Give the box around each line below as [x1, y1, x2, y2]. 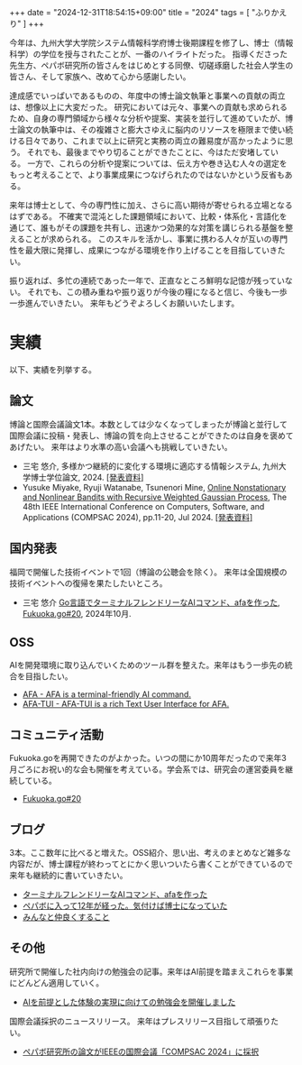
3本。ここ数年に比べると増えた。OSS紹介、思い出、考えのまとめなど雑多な [9, 848, 291, 858]
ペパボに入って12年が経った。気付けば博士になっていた [22, 900, 228, 911]
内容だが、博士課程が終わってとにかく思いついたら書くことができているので [9, 858, 294, 869]
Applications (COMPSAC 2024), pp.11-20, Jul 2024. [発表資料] [22, 511, 253, 522]
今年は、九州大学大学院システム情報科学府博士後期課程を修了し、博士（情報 [9, 38, 294, 48]
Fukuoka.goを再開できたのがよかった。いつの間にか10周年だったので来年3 [9, 753, 287, 764]
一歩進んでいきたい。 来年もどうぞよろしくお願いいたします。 [9, 298, 240, 308]
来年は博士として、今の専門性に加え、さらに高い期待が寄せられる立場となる [9, 200, 293, 210]
